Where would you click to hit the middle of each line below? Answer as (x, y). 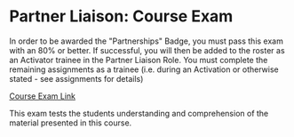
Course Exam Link (43, 96)
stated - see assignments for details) (76, 78)
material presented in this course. (71, 123)
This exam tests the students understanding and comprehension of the (139, 113)
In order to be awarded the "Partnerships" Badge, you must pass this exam (147, 41)
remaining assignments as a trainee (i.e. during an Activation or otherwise (144, 69)
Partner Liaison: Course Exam (121, 16)
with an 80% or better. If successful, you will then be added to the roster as (147, 50)
